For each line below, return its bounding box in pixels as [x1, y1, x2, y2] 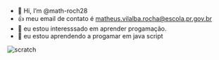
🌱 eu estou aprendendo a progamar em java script [17, 32, 163, 40]
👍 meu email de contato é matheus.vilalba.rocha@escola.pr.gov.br [17, 15, 213, 22]
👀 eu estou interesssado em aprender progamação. [17, 24, 167, 33]
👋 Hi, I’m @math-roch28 [17, 7, 88, 15]
